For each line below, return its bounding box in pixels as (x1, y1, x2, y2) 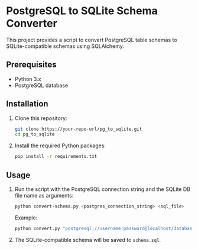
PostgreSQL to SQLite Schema (6, 4, 158, 18)
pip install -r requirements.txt (14, 154, 98, 160)
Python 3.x (14, 75, 41, 82)
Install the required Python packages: (14, 142, 106, 149)
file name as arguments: (14, 192, 74, 199)
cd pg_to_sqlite (14, 131, 55, 137)
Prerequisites (6, 60, 57, 70)
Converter (6, 17, 57, 30)
